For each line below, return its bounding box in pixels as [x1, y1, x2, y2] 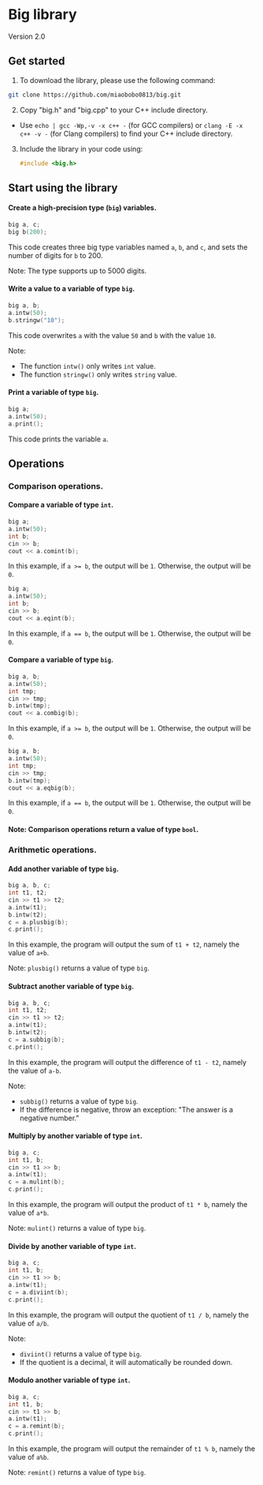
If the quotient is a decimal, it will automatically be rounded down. [19, 1357, 233, 1367]
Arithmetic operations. [8, 844, 97, 855]
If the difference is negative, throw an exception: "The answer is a [19, 1104, 234, 1114]
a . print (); [8, 420, 44, 428]
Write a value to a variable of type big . [8, 284, 135, 294]
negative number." [19, 1113, 80, 1123]
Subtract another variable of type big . [8, 981, 135, 991]
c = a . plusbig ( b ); [8, 918, 69, 926]
